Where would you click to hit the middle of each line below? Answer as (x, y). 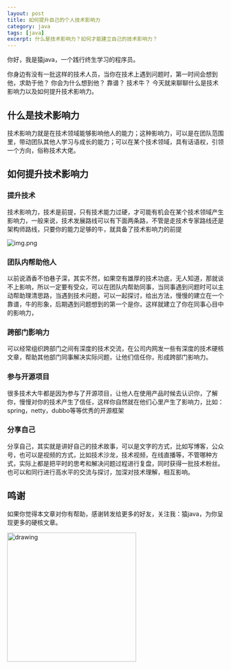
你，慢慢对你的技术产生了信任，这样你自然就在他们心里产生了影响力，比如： (115, 402)
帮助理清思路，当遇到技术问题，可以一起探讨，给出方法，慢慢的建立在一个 (118, 295)
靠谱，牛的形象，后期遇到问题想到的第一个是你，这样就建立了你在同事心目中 (115, 304)
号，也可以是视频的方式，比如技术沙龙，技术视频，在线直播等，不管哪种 (109, 455)
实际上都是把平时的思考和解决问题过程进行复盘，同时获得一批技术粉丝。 (121, 463)
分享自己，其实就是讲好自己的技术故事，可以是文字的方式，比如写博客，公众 (115, 446)
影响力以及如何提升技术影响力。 (52, 92)
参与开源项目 (29, 377)
